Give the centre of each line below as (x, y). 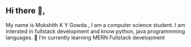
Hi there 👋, (25, 11)
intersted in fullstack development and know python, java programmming (95, 31)
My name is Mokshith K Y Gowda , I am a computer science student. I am (95, 25)
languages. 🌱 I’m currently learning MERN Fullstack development (85, 37)
